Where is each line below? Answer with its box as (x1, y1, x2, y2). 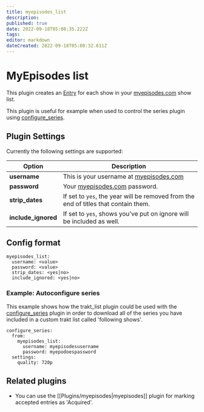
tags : (6, 32, 20, 38)
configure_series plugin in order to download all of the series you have (6, 309, 183, 317)
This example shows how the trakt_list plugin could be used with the (6, 303, 177, 310)
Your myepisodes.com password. (63, 182, 158, 190)
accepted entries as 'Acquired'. (15, 399, 93, 406)
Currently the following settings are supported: (6, 147, 123, 155)
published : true (6, 20, 47, 26)
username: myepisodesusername (22, 343, 99, 349)
